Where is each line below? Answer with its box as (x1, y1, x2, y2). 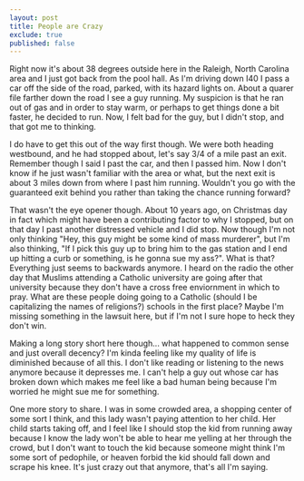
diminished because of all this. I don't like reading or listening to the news (9, 358, 284, 368)
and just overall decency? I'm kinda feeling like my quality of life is (9, 348, 257, 358)
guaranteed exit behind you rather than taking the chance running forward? (9, 187, 291, 198)
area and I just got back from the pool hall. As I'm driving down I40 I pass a (9, 74, 290, 84)
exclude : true (9, 30, 64, 39)
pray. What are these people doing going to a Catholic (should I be (9, 291, 258, 302)
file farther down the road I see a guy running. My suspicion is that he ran (9, 93, 284, 103)
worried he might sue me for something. (9, 387, 160, 398)
